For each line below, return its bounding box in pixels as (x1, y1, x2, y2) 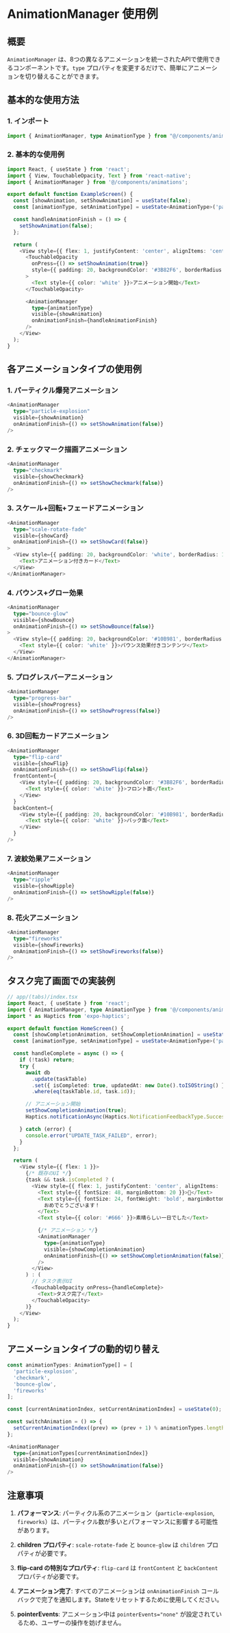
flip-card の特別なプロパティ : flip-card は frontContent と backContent (16, 1563, 218, 1572)
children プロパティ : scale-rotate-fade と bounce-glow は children (16, 1541, 205, 1549)
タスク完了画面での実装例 (7, 975, 115, 986)
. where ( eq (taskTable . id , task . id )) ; (31, 1088, 136, 1095)
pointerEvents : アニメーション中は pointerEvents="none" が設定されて (16, 1610, 216, 1618)
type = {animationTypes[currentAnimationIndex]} (13, 1449, 149, 1456)
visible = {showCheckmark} (13, 473, 84, 480)
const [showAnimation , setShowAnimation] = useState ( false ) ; (13, 197, 192, 204)
